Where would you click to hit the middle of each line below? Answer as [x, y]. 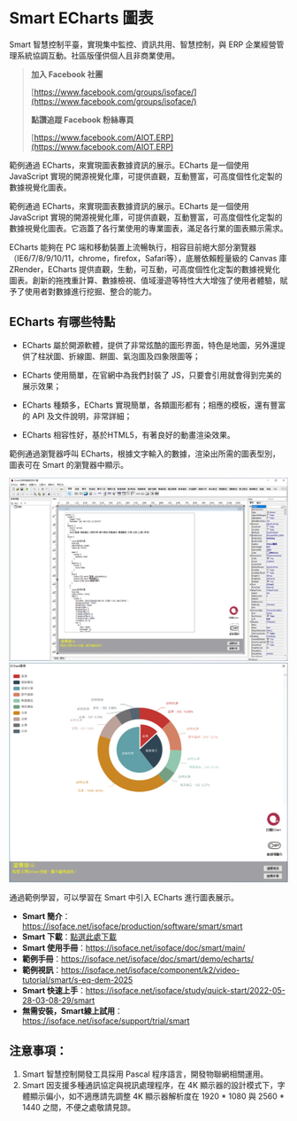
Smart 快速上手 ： [54, 991]
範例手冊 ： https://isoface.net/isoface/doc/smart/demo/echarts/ [138, 959]
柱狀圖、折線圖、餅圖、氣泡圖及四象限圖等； [119, 356]
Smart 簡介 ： [46, 916]
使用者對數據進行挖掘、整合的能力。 [90, 291]
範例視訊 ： [42, 970]
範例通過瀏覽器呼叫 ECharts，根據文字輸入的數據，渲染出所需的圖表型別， [145, 454]
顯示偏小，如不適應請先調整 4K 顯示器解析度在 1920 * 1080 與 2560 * [157, 1096]
